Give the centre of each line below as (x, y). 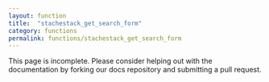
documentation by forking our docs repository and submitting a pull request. (135, 70)
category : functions (43, 31)
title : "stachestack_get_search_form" (75, 23)
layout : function (37, 16)
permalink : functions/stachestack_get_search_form (95, 38)
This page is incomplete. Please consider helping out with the (110, 61)
